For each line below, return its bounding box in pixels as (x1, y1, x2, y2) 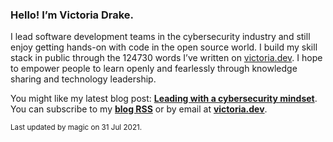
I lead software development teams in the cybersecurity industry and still (10, 31, 311, 43)
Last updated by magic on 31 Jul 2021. (10, 123, 143, 133)
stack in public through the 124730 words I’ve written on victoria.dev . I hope (10, 52, 323, 64)
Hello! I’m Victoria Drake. (10, 8, 135, 22)
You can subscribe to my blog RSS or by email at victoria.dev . (10, 103, 268, 115)
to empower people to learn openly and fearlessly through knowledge (10, 63, 298, 75)
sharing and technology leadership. (10, 73, 157, 85)
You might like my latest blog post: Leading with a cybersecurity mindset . (10, 93, 318, 105)
